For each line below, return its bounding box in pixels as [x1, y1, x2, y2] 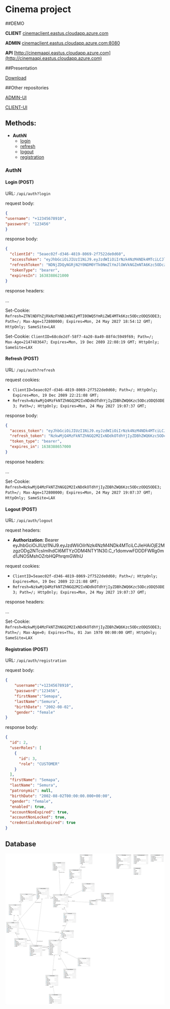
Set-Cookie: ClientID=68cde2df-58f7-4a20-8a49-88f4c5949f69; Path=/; [5, 333, 154, 339]
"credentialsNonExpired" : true [10, 820, 76, 826]
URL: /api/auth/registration [5, 657, 67, 663]
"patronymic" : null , [10, 788, 53, 794]
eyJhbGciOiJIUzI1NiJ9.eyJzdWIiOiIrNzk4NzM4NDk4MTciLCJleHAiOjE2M [12, 542, 165, 548]
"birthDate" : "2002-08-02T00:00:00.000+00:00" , [10, 793, 112, 799]
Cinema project [5, 4, 71, 15]
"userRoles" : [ [10, 745, 42, 751]
